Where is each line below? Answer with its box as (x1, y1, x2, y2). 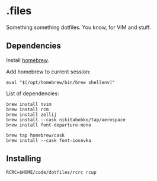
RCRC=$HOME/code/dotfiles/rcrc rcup (6, 169, 97, 175)
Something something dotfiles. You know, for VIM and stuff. (6, 24, 151, 31)
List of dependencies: (6, 90, 59, 97)
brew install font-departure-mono (6, 122, 92, 128)
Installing (6, 154, 41, 164)
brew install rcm (6, 106, 49, 112)
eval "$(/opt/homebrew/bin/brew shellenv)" (6, 79, 116, 85)
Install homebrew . (6, 56, 49, 63)
